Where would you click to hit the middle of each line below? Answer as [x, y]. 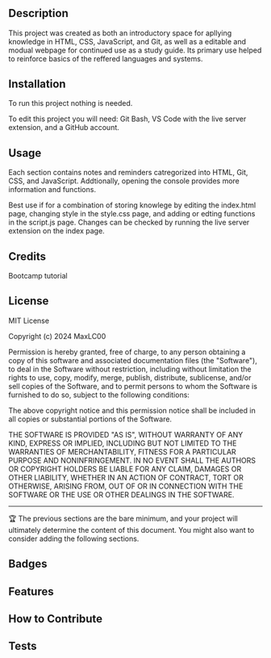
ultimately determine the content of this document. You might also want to [131, 530]
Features [31, 591]
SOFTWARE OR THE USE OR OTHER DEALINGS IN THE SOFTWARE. [121, 494]
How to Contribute [56, 619]
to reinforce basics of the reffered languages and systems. [106, 58]
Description [38, 13]
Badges [28, 564]
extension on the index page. [56, 231]
